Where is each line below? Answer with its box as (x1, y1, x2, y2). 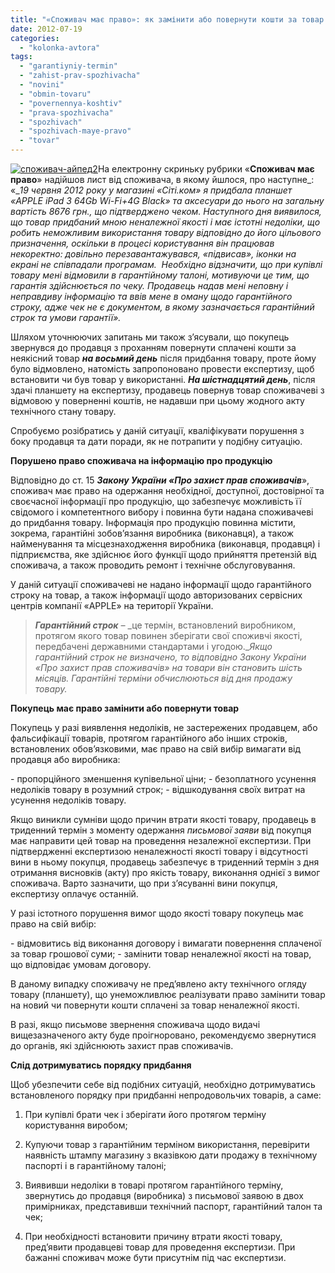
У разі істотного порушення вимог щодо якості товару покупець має (10, 907, 305, 919)
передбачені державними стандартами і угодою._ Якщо (34, 641, 273, 652)
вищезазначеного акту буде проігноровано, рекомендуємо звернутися (10, 1029, 317, 1041)
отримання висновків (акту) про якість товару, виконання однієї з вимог (10, 867, 321, 878)
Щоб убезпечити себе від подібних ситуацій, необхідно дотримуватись (10, 1079, 316, 1090)
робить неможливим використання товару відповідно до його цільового (10, 227, 322, 238)
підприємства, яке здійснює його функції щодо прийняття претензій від (10, 549, 317, 560)
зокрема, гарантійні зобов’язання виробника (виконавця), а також (10, 527, 295, 539)
